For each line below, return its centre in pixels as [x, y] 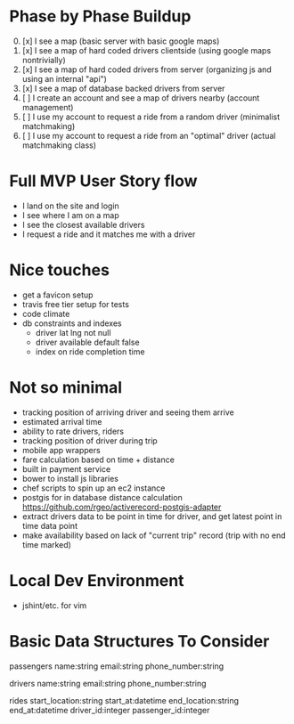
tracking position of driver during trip [90, 440]
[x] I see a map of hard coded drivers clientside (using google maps [147, 50]
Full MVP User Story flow [103, 181]
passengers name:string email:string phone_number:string [117, 666]
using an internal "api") [64, 78]
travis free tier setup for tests [75, 304]
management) [48, 107]
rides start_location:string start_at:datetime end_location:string [124, 700]
